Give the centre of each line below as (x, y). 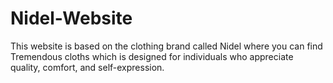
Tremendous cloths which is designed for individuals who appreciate (152, 56)
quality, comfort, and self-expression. (87, 67)
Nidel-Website (71, 18)
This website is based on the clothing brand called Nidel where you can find (166, 46)
